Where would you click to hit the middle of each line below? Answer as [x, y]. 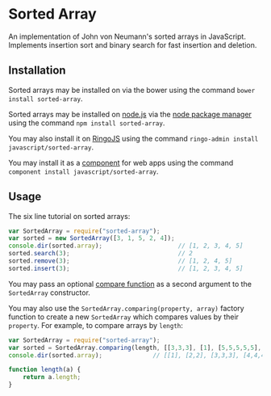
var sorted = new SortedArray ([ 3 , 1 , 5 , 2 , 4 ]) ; [92, 238]
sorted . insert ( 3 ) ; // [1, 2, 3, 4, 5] [126, 268]
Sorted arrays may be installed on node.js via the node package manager [130, 114]
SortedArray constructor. [50, 293]
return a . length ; [52, 377]
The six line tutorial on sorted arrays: [69, 216]
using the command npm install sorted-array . [87, 123]
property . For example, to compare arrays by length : [96, 325]
